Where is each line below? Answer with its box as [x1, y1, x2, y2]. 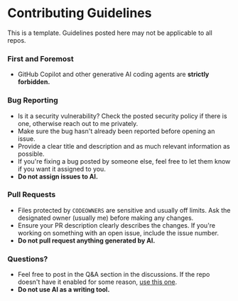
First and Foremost [7, 53, 74, 63]
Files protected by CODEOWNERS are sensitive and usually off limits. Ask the [17, 206, 231, 214]
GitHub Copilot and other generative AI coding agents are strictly [17, 70, 210, 79]
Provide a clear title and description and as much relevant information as [17, 142, 230, 150]
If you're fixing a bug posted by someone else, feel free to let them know [17, 157, 231, 165]
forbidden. [17, 78, 50, 86]
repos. [7, 36, 26, 44]
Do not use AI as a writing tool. [17, 285, 110, 294]
